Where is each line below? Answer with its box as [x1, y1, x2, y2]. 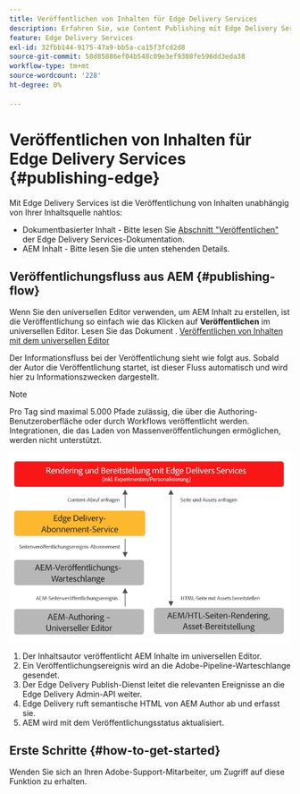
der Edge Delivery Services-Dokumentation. [21, 234, 185, 244]
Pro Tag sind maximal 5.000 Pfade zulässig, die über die [9, 406, 216, 417]
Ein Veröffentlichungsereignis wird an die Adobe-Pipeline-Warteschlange [21, 660, 292, 670]
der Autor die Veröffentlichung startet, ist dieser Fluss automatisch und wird [9, 363, 288, 373]
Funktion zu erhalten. [9, 776, 87, 787]
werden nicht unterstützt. [9, 435, 103, 446]
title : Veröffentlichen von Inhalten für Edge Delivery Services [9, 14, 257, 23]
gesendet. [21, 670, 60, 680]
